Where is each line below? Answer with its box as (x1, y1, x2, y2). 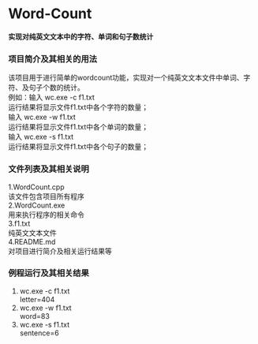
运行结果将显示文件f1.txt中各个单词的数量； (8, 122, 148, 132)
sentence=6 (19, 328, 59, 338)
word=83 (19, 311, 50, 320)
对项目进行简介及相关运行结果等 (8, 246, 112, 256)
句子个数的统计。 (28, 83, 84, 92)
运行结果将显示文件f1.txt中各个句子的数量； (8, 142, 148, 151)
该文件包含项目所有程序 (8, 191, 84, 201)
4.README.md (8, 237, 56, 246)
